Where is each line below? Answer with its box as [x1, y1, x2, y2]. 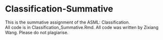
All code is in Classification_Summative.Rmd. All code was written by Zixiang [5, 24, 159, 30]
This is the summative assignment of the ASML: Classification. [5, 19, 130, 25]
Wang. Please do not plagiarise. [5, 29, 69, 35]
